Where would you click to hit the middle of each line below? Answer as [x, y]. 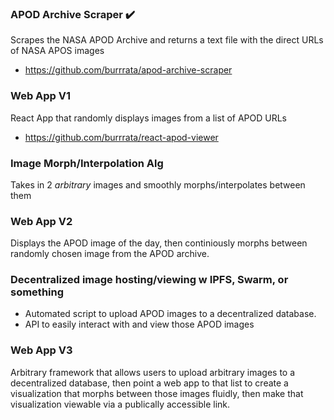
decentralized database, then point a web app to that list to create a [149, 383]
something [37, 292]
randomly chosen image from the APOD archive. [110, 254]
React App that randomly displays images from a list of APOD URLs [149, 118]
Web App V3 [41, 350]
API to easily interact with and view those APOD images [139, 324]
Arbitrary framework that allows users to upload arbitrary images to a [153, 372]
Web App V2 [41, 221]
